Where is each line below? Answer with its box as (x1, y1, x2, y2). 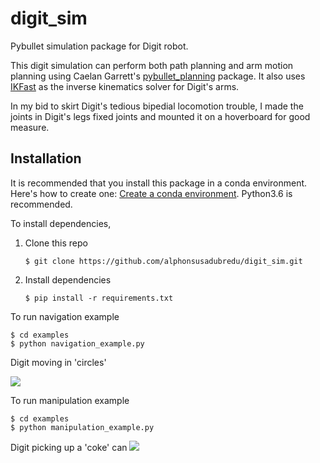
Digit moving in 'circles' (10, 356, 107, 368)
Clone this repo (24, 237, 88, 249)
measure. (10, 121, 50, 133)
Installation (10, 150, 82, 167)
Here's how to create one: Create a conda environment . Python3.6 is (10, 187, 293, 199)
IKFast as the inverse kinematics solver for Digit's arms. (10, 80, 240, 92)
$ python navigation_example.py (10, 338, 145, 349)
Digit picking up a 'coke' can (10, 441, 128, 453)
